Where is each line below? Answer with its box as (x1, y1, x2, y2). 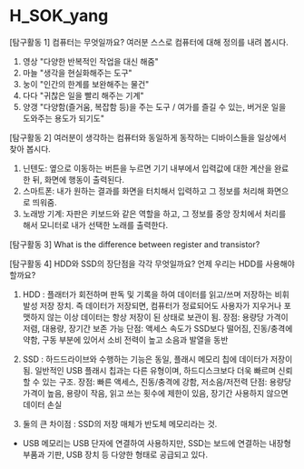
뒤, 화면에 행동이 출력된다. (32, 174, 125, 185)
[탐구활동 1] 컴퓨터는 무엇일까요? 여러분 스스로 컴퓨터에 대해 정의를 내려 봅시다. (9, 36, 289, 47)
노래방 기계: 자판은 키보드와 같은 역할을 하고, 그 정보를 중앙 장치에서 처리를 (22, 208, 287, 219)
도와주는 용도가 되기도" (22, 113, 104, 124)
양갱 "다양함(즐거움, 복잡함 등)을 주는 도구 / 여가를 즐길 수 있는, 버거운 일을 (22, 101, 287, 112)
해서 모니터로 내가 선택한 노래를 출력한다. (22, 219, 169, 230)
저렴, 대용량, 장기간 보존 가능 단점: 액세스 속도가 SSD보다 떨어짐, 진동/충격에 (22, 323, 293, 334)
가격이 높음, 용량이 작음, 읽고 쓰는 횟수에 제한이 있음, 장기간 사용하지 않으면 (22, 387, 289, 398)
